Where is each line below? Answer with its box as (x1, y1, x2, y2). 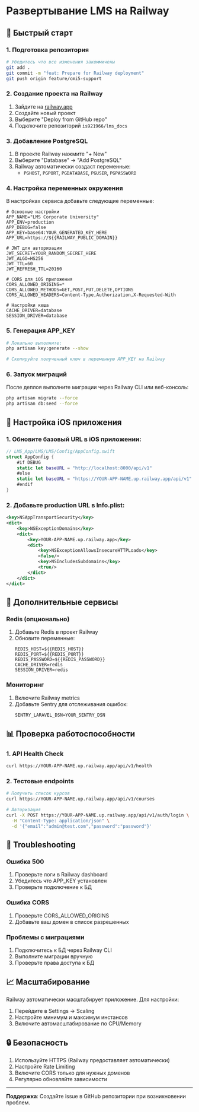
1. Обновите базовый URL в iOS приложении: (6, 435, 142, 443)
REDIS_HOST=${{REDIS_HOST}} (14, 646, 84, 652)
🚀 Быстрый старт (6, 28, 73, 38)
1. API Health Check (6, 749, 64, 758)
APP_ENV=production (6, 220, 54, 225)
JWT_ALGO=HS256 (6, 256, 44, 262)
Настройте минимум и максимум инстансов (14, 1013, 129, 1021)
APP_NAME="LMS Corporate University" (6, 214, 99, 220)
